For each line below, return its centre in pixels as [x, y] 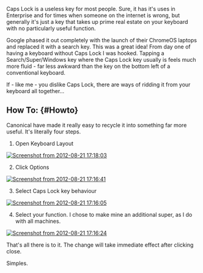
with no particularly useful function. [51, 28]
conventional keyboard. [36, 73]
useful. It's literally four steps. [44, 132]
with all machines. [38, 221]
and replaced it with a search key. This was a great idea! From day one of [98, 47]
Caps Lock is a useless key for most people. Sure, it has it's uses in [91, 9]
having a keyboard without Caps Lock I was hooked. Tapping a [85, 53]
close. [14, 251]
